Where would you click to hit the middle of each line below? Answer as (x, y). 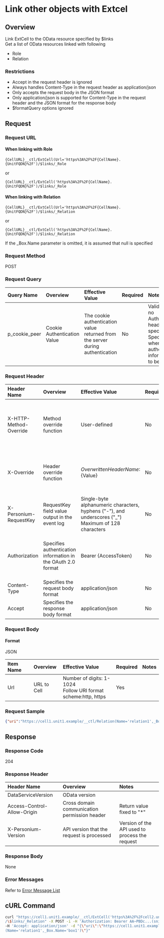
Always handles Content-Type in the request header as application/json (84, 87)
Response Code (24, 751)
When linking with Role (29, 149)
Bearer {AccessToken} (106, 556)
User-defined (97, 424)
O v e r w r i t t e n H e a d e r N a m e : (111, 469)
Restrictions (20, 71)
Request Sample (25, 711)
